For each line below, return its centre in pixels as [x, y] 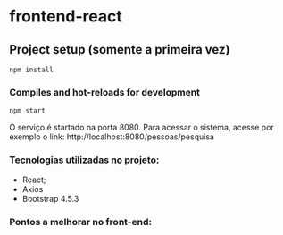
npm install [31, 70]
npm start [28, 111]
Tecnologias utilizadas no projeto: [84, 160]
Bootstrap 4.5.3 [50, 198]
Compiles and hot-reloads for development [105, 92]
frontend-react [66, 17]
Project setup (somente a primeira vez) [120, 50]
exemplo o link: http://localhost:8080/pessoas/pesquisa [112, 137]
